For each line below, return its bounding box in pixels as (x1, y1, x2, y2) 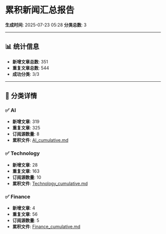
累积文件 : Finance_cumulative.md (12, 224, 81, 230)
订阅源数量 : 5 (12, 218, 40, 224)
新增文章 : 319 (12, 118, 40, 124)
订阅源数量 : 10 (12, 174, 41, 180)
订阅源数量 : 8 (12, 131, 40, 137)
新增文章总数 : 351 (12, 58, 48, 64)
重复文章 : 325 (12, 125, 41, 131)
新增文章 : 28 (12, 162, 38, 168)
